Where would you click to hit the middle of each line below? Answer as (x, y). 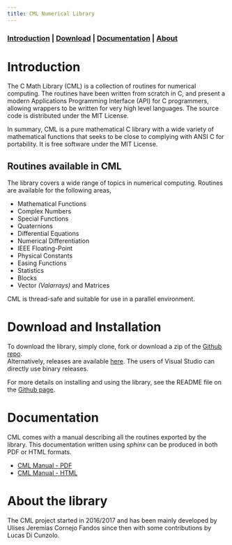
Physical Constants (45, 256)
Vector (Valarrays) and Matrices (63, 285)
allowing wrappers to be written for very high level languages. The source (113, 108)
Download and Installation (84, 327)
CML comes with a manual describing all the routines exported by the (107, 438)
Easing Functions (42, 263)
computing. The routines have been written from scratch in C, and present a (116, 94)
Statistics (31, 271)
